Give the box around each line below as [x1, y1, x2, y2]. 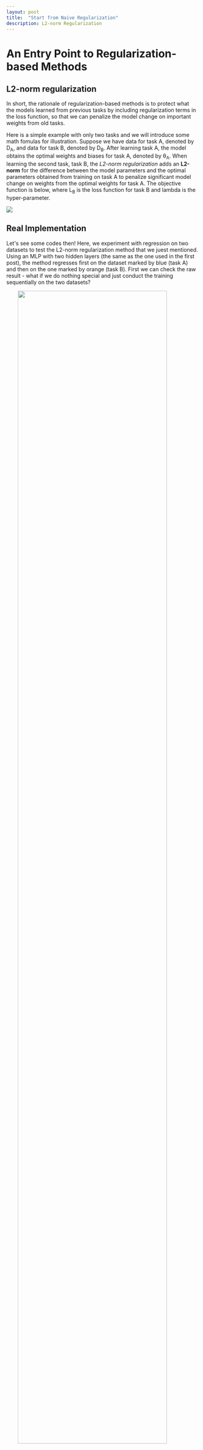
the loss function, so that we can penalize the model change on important [6, 113, 191, 120]
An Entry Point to [6, 46, 94, 60]
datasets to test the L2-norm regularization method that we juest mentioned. [6, 246, 198, 253]
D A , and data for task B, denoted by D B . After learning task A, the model [6, 144, 187, 153]
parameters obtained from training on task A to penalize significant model [6, 173, 191, 180]
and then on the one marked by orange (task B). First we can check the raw [6, 265, 196, 272]
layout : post [6, 9, 40, 15]
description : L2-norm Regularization [6, 20, 102, 26]
